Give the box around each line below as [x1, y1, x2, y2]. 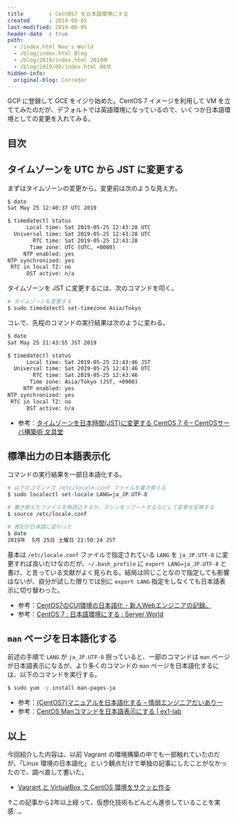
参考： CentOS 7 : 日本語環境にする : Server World [17, 610, 164, 618]
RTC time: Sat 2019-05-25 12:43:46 [33, 372, 139, 379]
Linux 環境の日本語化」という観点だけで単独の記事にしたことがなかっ [22, 759, 227, 767]
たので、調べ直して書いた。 [7, 768, 89, 777]
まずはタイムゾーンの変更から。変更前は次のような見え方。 [7, 184, 182, 192]
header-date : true [7, 30, 69, 38]
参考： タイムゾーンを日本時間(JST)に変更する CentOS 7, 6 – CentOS [17, 418, 218, 427]
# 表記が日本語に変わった [7, 523, 72, 530]
